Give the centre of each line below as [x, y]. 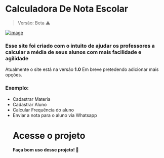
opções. [14, 75]
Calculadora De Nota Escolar [67, 9]
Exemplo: [17, 88]
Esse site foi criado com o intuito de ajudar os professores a [80, 46]
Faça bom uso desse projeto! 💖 [46, 150]
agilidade [17, 58]
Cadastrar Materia [31, 99]
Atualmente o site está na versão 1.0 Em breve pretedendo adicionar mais [82, 69]
